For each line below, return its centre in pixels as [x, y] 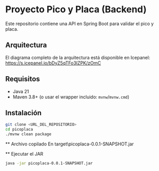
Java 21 [21, 91]
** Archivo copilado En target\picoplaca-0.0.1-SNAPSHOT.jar [70, 144]
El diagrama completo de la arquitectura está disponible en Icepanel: [78, 57]
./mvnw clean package [28, 134]
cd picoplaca [19, 130]
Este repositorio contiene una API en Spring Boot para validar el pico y [79, 24]
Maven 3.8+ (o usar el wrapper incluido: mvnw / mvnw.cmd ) [71, 97]
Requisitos [23, 79]
